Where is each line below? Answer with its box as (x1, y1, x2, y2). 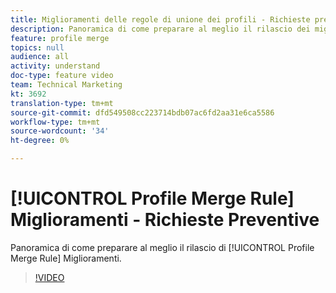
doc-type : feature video (10, 71, 114, 81)
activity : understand (10, 61, 101, 71)
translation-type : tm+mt (10, 98, 114, 108)
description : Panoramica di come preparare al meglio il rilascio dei (10, 24, 311, 34)
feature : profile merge (10, 33, 110, 43)
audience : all (10, 52, 70, 62)
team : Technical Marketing (10, 80, 123, 90)
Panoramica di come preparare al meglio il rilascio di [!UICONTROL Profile (10, 241, 315, 253)
